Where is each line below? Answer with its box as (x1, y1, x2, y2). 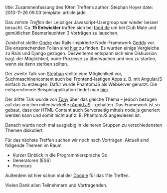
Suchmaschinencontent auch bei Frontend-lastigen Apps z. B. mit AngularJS (5, 76, 163, 82)
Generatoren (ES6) (12, 157, 51, 163)
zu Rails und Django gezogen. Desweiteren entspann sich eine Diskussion (5, 50, 157, 56)
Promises (12, 163, 32, 168)
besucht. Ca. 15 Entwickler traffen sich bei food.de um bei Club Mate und (5, 25, 157, 31)
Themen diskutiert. (5, 127, 44, 133)
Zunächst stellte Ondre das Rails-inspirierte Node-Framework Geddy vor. (5, 40, 156, 46)
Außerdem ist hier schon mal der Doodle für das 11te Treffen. (5, 172, 130, 178)
